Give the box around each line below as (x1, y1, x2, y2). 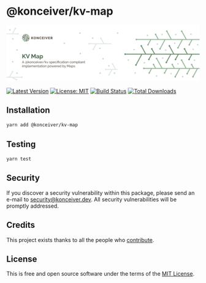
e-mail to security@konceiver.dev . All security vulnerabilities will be (6, 195, 177, 203)
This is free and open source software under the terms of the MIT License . (6, 270, 195, 277)
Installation (6, 105, 50, 115)
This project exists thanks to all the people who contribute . (6, 236, 154, 243)
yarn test (6, 156, 32, 162)
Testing (6, 139, 36, 149)
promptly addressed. (6, 202, 59, 209)
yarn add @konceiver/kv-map (6, 122, 78, 128)
